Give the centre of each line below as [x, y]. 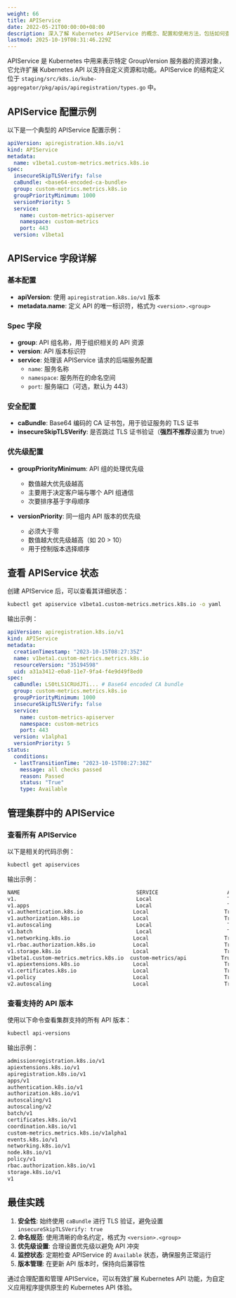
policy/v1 [22, 1159]
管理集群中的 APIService [61, 813]
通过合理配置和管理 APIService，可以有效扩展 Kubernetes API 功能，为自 [113, 1278]
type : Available [44, 789]
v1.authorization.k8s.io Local [78, 919]
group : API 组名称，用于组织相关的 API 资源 [80, 343]
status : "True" [42, 783]
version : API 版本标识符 [52, 351]
